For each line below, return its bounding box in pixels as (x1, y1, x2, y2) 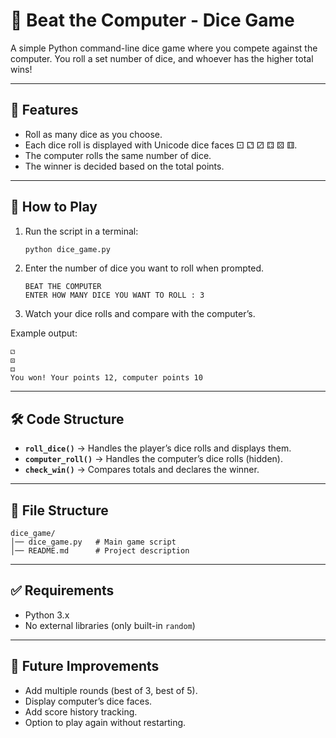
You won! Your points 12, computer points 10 (10, 373, 203, 383)
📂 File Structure (10, 502, 109, 519)
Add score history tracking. (24, 705, 138, 718)
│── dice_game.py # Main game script (10, 537, 177, 548)
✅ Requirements (10, 582, 115, 599)
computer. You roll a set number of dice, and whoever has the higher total (10, 52, 314, 64)
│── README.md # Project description (10, 546, 190, 556)
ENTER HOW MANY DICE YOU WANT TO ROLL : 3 (24, 290, 205, 301)
